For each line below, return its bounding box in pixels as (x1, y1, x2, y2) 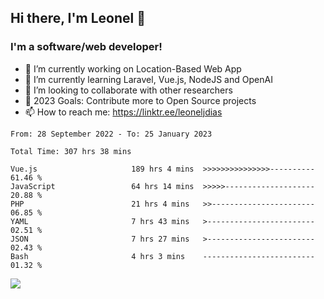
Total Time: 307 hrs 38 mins (10, 146, 132, 156)
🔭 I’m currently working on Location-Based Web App (24, 62, 242, 75)
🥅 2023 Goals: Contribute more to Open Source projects (24, 94, 257, 106)
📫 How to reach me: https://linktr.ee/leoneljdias (24, 106, 223, 118)
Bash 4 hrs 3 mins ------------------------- (10, 251, 315, 261)
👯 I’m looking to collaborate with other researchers (24, 84, 233, 96)
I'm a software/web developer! (10, 40, 163, 54)
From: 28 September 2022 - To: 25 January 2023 (10, 129, 213, 139)
